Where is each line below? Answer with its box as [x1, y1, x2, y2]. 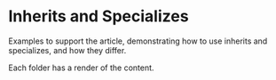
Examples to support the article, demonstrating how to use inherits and [8, 36, 268, 46]
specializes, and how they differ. [8, 44, 127, 55]
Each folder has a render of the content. [8, 62, 154, 73]
